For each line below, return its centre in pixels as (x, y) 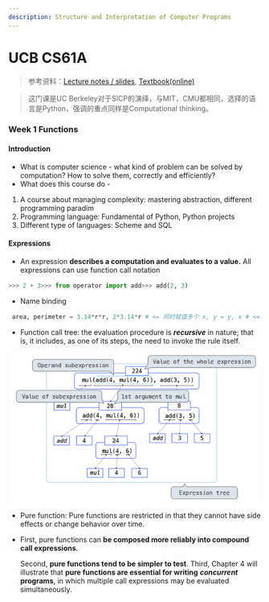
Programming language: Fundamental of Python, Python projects (127, 216)
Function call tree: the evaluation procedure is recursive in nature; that (137, 332)
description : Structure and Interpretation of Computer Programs (120, 17)
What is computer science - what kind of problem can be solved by (131, 167)
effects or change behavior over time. (82, 524)
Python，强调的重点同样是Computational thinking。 (127, 108)
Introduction (29, 149)
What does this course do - (65, 183)
